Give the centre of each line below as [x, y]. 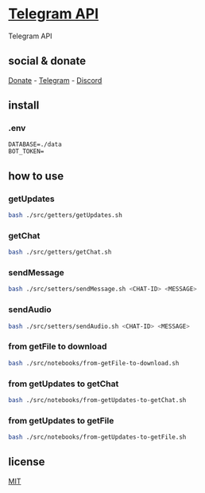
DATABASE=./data [35, 144]
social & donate [47, 61]
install [24, 106]
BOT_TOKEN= [26, 152]
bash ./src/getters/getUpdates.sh [66, 215]
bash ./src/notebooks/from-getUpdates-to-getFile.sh [97, 437]
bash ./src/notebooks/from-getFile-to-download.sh [94, 363]
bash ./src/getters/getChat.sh [60, 252]
